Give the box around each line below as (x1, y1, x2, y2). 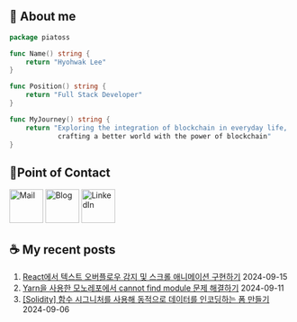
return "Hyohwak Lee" (25, 58, 106, 67)
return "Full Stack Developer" (25, 91, 143, 100)
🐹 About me (9, 9, 76, 24)
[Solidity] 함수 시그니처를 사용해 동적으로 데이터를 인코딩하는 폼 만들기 (22, 294, 270, 305)
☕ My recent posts (9, 242, 116, 257)
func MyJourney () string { (9, 114, 111, 124)
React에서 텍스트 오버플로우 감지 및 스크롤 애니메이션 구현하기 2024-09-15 (22, 272, 288, 282)
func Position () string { (9, 82, 106, 91)
